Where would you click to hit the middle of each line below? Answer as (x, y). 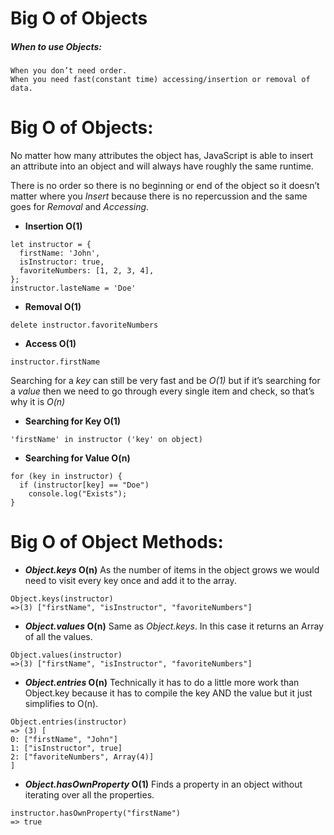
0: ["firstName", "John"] (64, 740)
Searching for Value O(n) (77, 458)
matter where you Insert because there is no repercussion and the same (159, 196)
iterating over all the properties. (89, 795)
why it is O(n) (38, 402)
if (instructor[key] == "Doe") (84, 485)
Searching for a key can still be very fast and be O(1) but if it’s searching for (165, 381)
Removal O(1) (53, 307)
